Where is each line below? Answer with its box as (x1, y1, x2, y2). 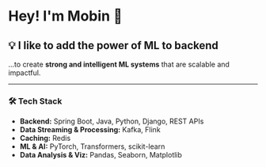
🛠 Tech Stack (8, 95, 63, 106)
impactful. (8, 68, 41, 78)
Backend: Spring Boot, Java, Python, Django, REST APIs (19, 116, 204, 126)
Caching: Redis (19, 134, 71, 143)
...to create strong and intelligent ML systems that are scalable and (8, 59, 230, 69)
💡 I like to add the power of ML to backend (8, 39, 219, 52)
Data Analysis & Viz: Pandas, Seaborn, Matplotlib (19, 150, 182, 160)
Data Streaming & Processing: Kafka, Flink (19, 125, 161, 135)
